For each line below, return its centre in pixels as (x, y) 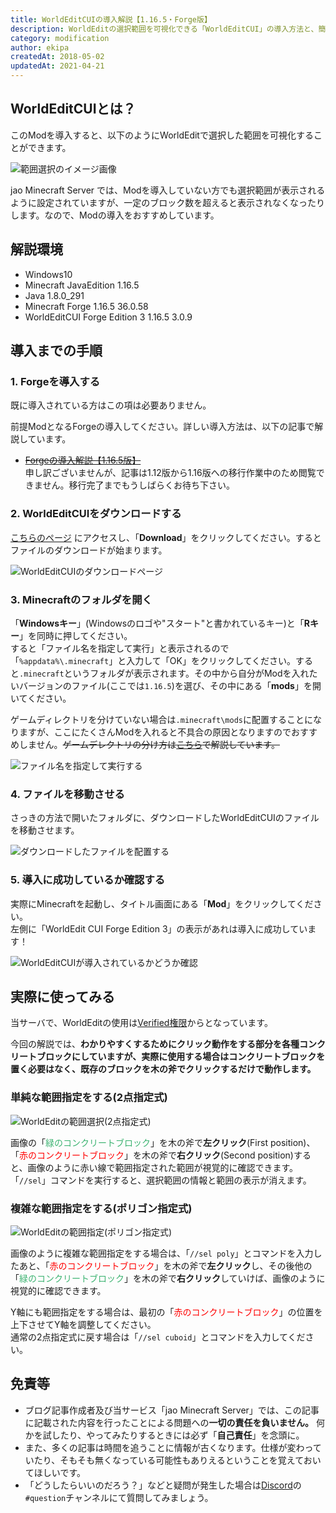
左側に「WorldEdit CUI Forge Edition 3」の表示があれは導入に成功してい (159, 928)
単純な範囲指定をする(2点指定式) (89, 1098)
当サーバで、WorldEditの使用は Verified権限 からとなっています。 (141, 1023)
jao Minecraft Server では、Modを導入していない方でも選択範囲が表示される (168, 190)
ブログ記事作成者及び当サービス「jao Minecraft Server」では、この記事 (172, 1410)
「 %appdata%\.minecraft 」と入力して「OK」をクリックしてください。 (153, 660)
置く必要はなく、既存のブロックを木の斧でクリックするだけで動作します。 (163, 1069)
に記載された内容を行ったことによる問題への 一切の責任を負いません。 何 (174, 1422)
